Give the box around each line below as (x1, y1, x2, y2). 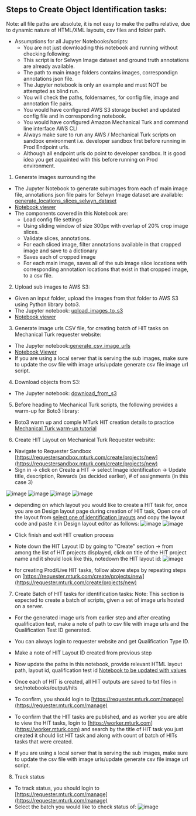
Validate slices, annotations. (23, 234, 91, 242)
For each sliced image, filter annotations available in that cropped (23, 241, 181, 248)
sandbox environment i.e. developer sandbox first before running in (23, 137, 186, 144)
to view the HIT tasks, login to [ (14, 719, 90, 726)
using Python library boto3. (14, 301, 81, 308)
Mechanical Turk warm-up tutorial (14, 424, 97, 432)
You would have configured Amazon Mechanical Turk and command (23, 118, 188, 125)
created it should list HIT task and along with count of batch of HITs (14, 732, 177, 739)
